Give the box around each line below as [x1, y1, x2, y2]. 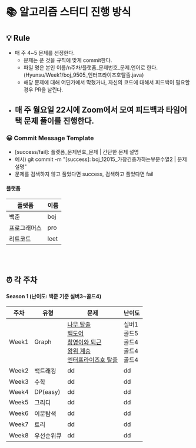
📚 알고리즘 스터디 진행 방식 [6, 5, 131, 19]
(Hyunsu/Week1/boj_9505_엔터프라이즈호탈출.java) [23, 71, 144, 78]
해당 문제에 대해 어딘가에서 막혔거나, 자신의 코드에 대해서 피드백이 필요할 [23, 79, 190, 85]
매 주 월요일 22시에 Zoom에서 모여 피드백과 [14, 105, 164, 115]
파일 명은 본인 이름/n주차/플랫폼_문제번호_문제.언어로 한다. [23, 64, 158, 71]
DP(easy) [34, 388, 61, 396]
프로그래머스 [9, 223, 42, 232]
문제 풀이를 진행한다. [24, 116, 94, 126]
